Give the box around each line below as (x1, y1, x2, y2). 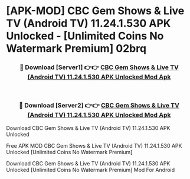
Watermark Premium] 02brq (6, 42, 146, 56)
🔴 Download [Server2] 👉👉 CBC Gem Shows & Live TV (18, 102, 180, 110)
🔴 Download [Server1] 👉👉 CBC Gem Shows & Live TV (19, 63, 179, 71)
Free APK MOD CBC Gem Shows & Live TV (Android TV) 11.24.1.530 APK (6, 142, 182, 149)
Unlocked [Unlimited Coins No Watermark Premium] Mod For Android (6, 166, 175, 173)
